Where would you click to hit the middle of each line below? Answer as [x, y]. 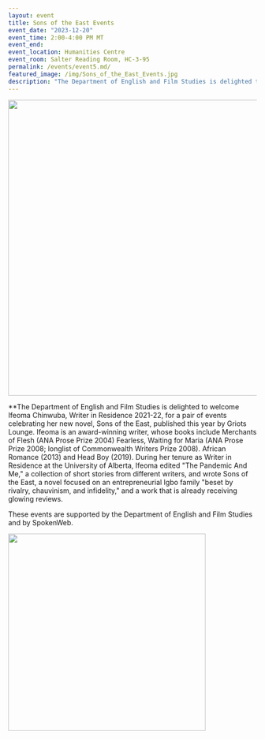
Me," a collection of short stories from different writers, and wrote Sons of [128, 473]
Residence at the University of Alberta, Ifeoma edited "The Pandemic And [128, 465]
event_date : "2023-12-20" [50, 30]
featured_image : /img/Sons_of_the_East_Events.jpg [93, 74]
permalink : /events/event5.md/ [60, 67]
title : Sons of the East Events [61, 23]
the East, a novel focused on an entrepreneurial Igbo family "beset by [121, 482]
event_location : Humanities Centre [67, 52]
